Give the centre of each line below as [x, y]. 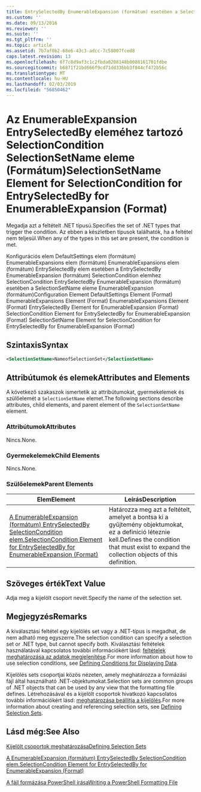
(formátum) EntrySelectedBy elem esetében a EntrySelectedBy [84, 269]
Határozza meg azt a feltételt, [150, 509]
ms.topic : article [29, 46]
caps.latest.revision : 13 [38, 56]
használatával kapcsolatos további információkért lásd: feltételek [86, 650]
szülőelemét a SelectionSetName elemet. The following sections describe [95, 398]
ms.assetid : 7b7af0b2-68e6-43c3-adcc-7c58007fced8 [71, 51]
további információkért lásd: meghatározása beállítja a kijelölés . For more [95, 700]
